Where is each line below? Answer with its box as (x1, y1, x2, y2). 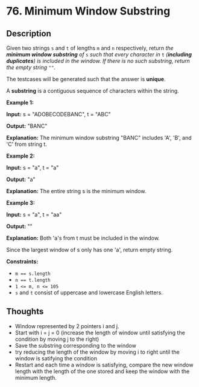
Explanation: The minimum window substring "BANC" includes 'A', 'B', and (6, 134, 192, 141)
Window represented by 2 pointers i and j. (14, 322, 119, 329)
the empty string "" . (6, 64, 56, 71)
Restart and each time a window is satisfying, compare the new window (14, 361, 194, 368)
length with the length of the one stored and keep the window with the (14, 368, 190, 375)
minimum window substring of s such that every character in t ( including (6, 51, 192, 58)
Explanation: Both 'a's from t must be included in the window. (6, 234, 160, 242)
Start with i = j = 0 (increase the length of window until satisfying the (14, 329, 185, 336)
